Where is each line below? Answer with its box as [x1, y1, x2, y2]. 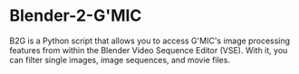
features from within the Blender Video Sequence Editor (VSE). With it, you [9, 44, 288, 55]
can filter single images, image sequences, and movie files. [9, 54, 231, 65]
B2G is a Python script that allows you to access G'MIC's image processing [9, 35, 291, 46]
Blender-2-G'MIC [9, 5, 142, 26]
